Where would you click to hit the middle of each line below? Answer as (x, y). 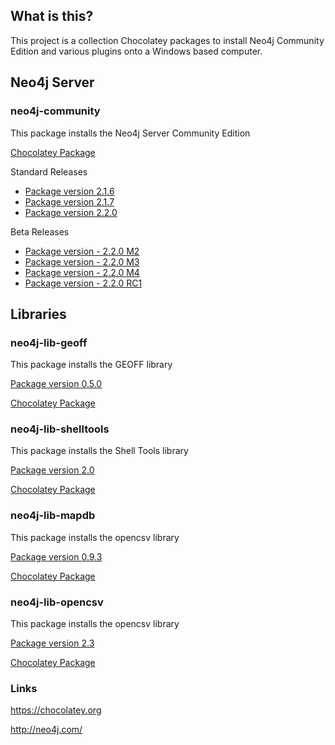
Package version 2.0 (52, 470)
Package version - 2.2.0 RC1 (83, 283)
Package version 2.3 (52, 643)
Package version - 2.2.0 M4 (82, 272)
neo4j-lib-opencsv (57, 602)
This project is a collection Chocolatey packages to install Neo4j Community (167, 40)
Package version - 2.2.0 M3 (82, 261)
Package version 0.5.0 (56, 384)
